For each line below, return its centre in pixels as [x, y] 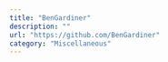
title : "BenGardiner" [50, 18]
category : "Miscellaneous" [60, 43]
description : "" [40, 26]
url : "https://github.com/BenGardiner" [85, 35]
